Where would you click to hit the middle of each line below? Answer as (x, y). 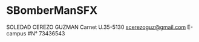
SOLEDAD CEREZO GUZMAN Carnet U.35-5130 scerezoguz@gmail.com (96, 27)
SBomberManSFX (52, 10)
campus (16, 33)
